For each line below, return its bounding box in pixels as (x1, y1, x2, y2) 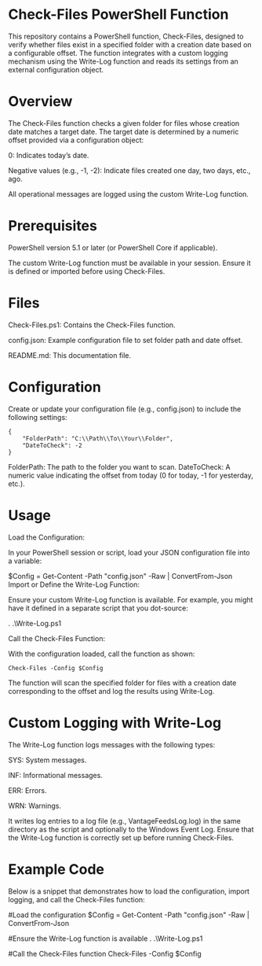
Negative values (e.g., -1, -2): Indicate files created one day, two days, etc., (8, 165, 251, 175)
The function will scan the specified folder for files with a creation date (8, 678, 237, 688)
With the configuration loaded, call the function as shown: (8, 649, 195, 658)
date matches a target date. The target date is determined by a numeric (8, 127, 239, 136)
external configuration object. (8, 65, 104, 74)
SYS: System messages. (8, 755, 87, 765)
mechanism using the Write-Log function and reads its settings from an (8, 57, 239, 66)
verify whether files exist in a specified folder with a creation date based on (8, 39, 253, 49)
